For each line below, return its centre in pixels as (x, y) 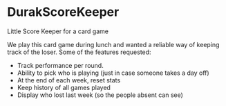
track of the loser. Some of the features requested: (79, 52)
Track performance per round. (60, 65)
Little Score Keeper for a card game (58, 31)
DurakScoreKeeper (63, 12)
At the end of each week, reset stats (69, 80)
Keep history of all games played (64, 87)
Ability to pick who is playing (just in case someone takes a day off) (113, 73)
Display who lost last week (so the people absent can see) (100, 95)
